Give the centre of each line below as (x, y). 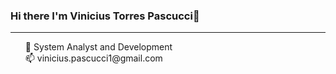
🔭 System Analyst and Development (98, 47)
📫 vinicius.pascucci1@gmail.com (93, 58)
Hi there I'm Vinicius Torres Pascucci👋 (105, 16)
